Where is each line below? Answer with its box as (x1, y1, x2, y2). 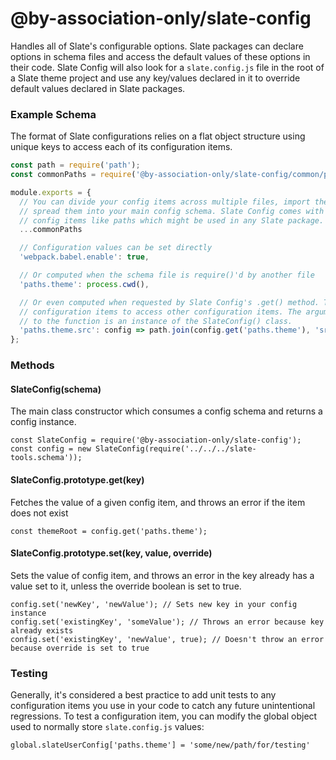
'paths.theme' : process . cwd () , (19, 279, 150, 289)
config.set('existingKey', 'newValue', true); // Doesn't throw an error (10, 634, 325, 644)
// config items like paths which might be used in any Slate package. (19, 215, 325, 226)
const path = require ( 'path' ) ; (10, 160, 141, 171)
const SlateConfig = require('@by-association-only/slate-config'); (10, 435, 302, 446)
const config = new (10, 444, 92, 454)
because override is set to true (10, 643, 150, 653)
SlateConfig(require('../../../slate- (95, 444, 257, 454)
